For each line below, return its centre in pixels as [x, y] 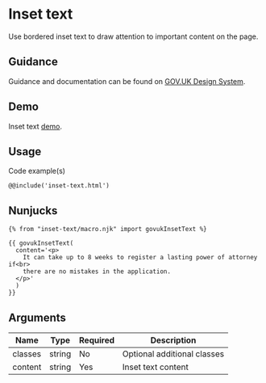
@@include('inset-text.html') [59, 186]
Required [97, 340]
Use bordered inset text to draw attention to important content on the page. [133, 36]
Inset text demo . [35, 126]
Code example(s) [37, 171]
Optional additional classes [173, 354]
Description [173, 340]
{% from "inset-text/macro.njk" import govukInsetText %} [108, 229]
